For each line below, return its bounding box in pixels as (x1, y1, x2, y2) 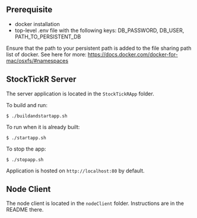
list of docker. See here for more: (6, 50, 87, 58)
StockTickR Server (6, 74, 77, 85)
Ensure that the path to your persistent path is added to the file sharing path (6, 44, 192, 52)
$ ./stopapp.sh (6, 156, 44, 162)
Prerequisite (6, 5, 53, 15)
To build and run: (6, 101, 47, 108)
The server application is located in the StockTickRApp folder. (6, 90, 154, 97)
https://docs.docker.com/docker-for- (88, 50, 178, 58)
